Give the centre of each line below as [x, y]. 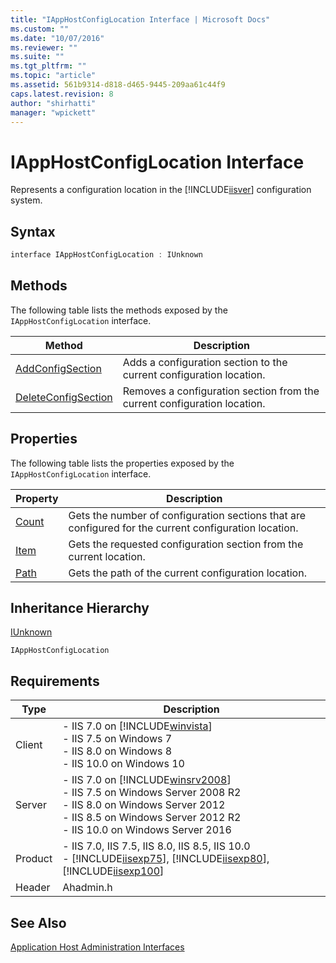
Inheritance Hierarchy [80, 608]
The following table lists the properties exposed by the [122, 463]
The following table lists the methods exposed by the [119, 310]
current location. [107, 556]
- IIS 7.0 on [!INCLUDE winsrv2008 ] [147, 780]
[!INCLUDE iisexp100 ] [113, 871]
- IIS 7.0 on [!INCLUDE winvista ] [137, 726]
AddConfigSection [58, 368]
